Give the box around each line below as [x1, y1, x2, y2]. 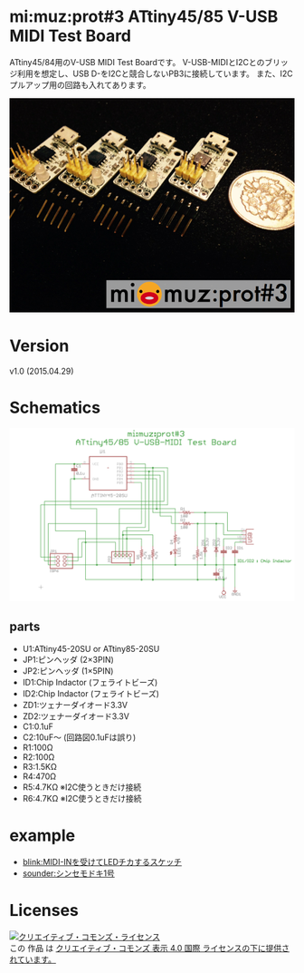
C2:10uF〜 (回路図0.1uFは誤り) [22, 732, 137, 743]
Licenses [9, 900, 80, 920]
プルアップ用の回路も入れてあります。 [9, 79, 151, 90]
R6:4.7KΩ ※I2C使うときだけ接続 [22, 793, 142, 803]
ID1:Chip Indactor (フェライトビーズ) [22, 676, 158, 687]
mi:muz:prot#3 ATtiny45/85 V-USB [9, 6, 279, 27]
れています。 [9, 954, 57, 965]
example [9, 825, 76, 845]
